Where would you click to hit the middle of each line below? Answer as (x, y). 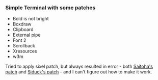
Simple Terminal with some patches (50, 8)
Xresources (25, 51)
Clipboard (23, 30)
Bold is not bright (31, 19)
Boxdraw (22, 24)
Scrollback (24, 46)
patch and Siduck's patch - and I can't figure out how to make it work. (78, 72)
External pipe (27, 35)
